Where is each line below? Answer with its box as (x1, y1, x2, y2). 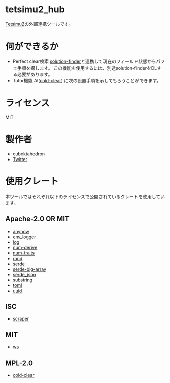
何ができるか (5, 41, 59, 52)
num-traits (12, 250, 35, 256)
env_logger (12, 234, 37, 240)
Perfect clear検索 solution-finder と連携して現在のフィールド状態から (12, 58, 156, 65)
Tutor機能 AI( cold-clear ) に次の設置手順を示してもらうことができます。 (12, 77, 161, 83)
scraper (12, 316, 29, 322)
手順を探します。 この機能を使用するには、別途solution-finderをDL (17, 65, 157, 71)
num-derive (12, 244, 38, 250)
